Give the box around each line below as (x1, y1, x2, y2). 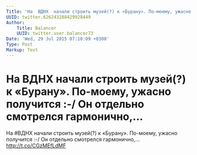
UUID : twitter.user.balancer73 (17, 31, 94, 37)
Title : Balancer (17, 25, 57, 31)
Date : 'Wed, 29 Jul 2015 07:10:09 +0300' (6, 36, 110, 42)
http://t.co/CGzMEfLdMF (6, 142, 67, 149)
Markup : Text (6, 47, 38, 53)
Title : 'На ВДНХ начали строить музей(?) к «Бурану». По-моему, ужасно (6, 8, 192, 15)
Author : (6, 19, 25, 25)
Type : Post (6, 42, 33, 48)
